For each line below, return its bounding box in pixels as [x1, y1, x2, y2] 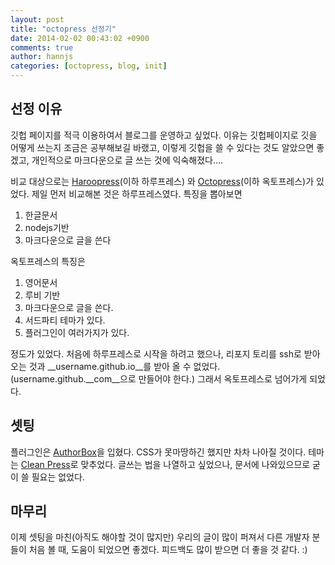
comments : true [10, 42, 74, 53]
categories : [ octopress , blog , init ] [10, 61, 168, 71]
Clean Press [20, 458, 71, 470]
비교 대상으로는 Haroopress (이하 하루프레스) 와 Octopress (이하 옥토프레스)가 [10, 175, 315, 187]
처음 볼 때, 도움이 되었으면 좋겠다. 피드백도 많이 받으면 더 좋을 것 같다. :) [28, 544, 308, 556]
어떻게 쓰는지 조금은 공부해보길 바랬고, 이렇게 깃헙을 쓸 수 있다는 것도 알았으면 [10, 141, 315, 153]
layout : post [10, 14, 65, 25]
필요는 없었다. [31, 471, 85, 483]
